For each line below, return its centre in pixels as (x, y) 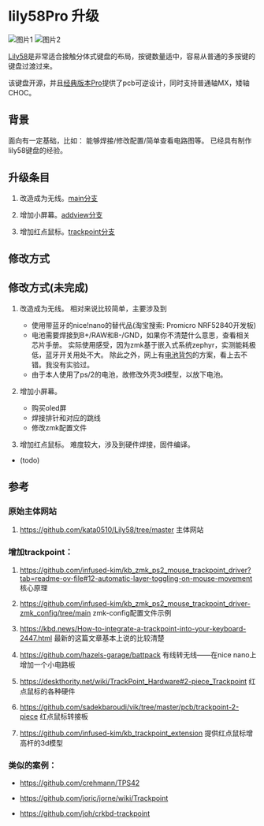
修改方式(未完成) (48, 288)
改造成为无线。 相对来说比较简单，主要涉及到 (93, 308)
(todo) (30, 460)
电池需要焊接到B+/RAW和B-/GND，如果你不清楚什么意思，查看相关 (141, 335)
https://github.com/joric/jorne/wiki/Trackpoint (94, 798)
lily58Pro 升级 (54, 16)
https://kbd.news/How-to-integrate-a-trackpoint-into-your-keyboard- (133, 628)
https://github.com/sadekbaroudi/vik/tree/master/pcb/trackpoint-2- (129, 707)
